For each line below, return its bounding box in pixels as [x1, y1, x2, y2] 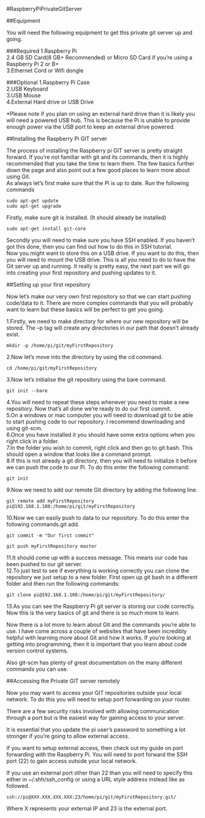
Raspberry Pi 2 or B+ [6, 61, 59, 67]
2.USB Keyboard [6, 85, 48, 93]
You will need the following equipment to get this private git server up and [6, 29, 193, 36]
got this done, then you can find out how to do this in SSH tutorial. [6, 243, 173, 250]
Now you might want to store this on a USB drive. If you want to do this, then [6, 249, 199, 257]
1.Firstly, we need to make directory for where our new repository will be [6, 318, 188, 325]
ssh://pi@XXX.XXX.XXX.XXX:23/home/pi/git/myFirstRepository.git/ [6, 794, 176, 800]
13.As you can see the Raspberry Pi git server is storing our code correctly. [6, 603, 196, 610]
